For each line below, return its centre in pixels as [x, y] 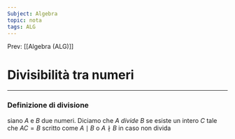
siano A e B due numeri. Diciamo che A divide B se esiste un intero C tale [112, 120]
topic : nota [24, 20]
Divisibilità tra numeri [71, 75]
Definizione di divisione [48, 105]
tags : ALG [22, 27]
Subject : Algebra [33, 14]
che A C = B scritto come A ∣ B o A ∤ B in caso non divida [89, 128]
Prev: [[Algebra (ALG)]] [41, 47]
